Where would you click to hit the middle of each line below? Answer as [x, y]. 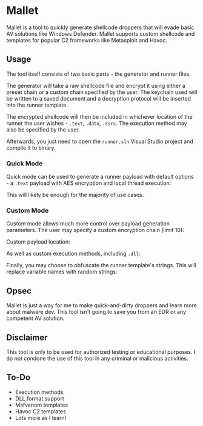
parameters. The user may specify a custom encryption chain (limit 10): [95, 230]
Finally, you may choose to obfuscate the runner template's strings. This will [101, 265]
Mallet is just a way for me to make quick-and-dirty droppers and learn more [101, 305]
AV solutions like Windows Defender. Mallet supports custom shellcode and [101, 33]
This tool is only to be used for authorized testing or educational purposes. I [101, 351]
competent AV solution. [35, 318]
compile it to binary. [31, 148]
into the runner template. [37, 105]
